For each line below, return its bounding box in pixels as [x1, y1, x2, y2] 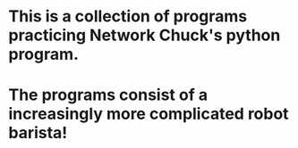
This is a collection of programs [8, 6, 248, 27]
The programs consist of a [8, 85, 208, 105]
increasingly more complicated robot [8, 104, 289, 124]
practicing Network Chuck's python [8, 25, 281, 45]
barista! [8, 123, 68, 144]
